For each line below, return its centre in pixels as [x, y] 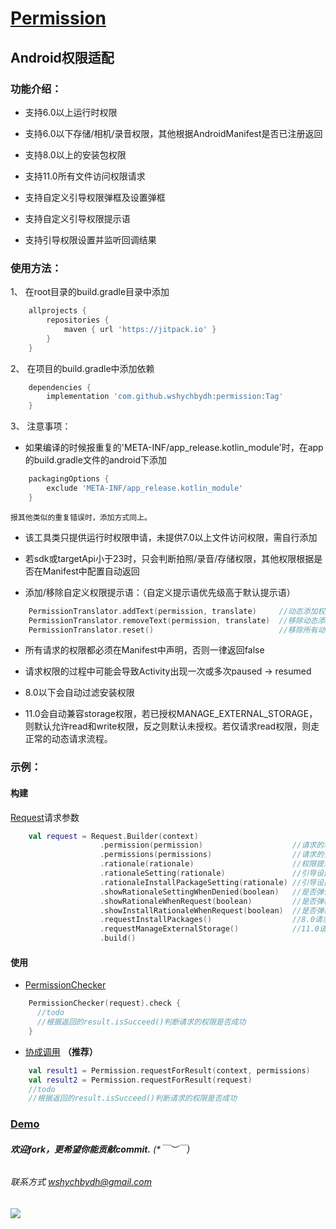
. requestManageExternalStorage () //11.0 [209, 929]
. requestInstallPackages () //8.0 [207, 920]
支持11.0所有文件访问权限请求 [85, 176]
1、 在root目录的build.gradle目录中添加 [90, 292]
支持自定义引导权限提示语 [77, 218]
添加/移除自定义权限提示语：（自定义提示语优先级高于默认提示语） [160, 592]
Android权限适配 [62, 57]
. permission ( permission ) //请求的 [212, 845]
